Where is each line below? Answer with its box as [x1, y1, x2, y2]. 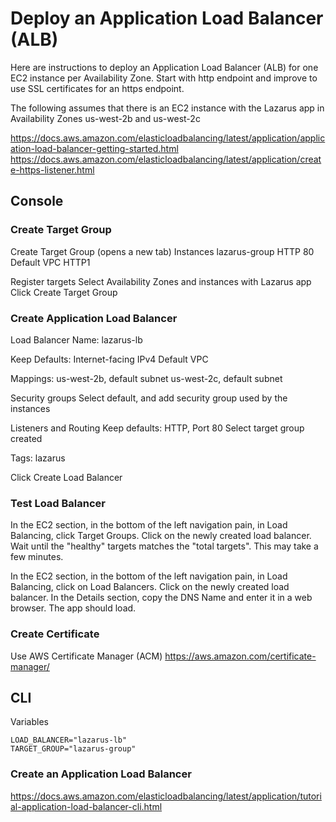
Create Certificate [10, 627, 100, 641]
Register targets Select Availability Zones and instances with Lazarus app [10, 275, 312, 287]
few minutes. [10, 551, 64, 563]
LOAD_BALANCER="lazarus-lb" [10, 735, 128, 746]
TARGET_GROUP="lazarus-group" [10, 744, 137, 754]
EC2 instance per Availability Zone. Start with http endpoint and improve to [10, 72, 318, 84]
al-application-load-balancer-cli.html [10, 800, 163, 812]
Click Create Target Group [10, 286, 118, 298]
